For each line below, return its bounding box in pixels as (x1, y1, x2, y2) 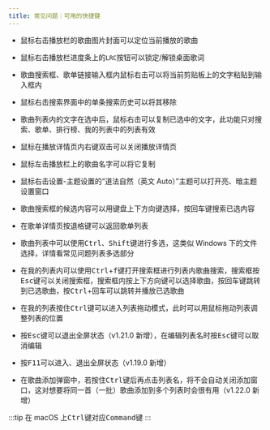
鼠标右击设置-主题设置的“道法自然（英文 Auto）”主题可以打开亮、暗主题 (19, 176, 258, 186)
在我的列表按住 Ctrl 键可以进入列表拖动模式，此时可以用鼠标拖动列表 (19, 303, 251, 312)
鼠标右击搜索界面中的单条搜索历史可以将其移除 (19, 97, 177, 106)
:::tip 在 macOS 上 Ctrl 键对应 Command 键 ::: (8, 412, 152, 422)
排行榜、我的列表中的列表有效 (55, 124, 156, 134)
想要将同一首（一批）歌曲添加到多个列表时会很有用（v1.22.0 (48, 385, 251, 394)
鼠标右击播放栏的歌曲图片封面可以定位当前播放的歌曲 (19, 35, 199, 45)
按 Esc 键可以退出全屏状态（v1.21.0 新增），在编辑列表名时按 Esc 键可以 (19, 330, 252, 340)
